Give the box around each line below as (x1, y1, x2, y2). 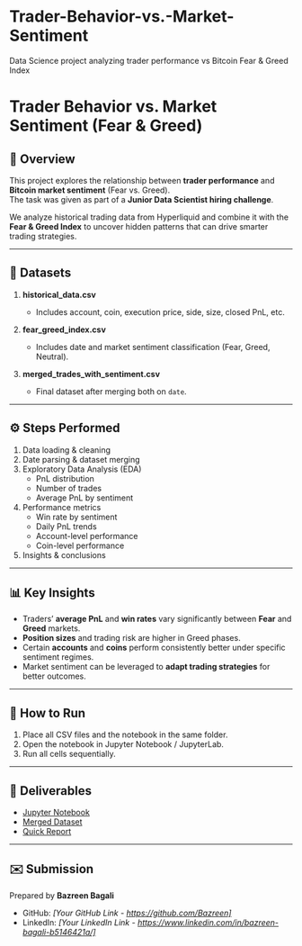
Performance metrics (22, 501, 102, 512)
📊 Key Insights (9, 585, 96, 600)
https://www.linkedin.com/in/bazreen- (138, 916, 280, 928)
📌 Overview (9, 151, 75, 167)
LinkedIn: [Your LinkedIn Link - (22, 916, 137, 928)
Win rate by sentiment (35, 511, 118, 522)
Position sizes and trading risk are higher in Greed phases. (22, 633, 241, 644)
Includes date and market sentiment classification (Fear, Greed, (35, 341, 271, 352)
